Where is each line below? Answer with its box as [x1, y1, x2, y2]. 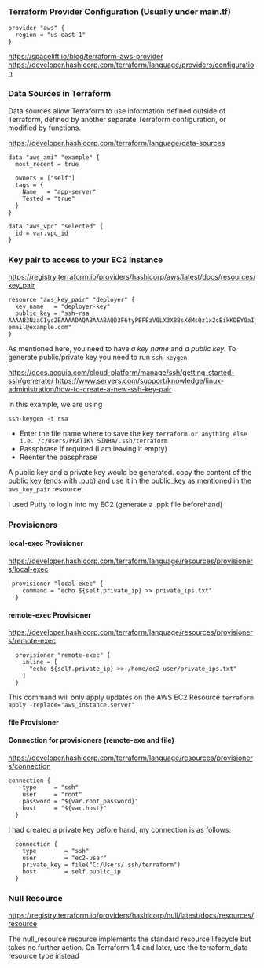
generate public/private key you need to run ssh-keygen [8, 352, 188, 362]
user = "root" [22, 791, 82, 799]
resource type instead [8, 951, 80, 961]
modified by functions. [8, 123, 81, 132]
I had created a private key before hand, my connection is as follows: [8, 825, 232, 835]
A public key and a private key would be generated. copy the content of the [8, 467, 252, 477]
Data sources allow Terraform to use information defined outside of [8, 106, 226, 116]
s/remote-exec [8, 636, 57, 646]
